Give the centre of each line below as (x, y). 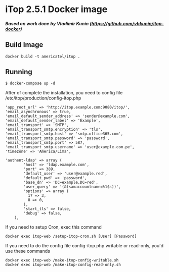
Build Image (24, 45)
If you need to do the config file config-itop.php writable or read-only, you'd (84, 246)
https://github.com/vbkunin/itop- (128, 23)
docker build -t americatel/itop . (43, 57)
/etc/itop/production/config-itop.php (43, 98)
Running (19, 72)
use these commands (28, 251)
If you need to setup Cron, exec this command (54, 227)
